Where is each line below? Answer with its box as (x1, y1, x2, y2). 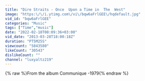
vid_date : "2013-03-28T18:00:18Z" (5, 35, 76, 40)
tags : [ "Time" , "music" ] (5, 25, 54, 30)
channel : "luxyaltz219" (5, 57, 54, 62)
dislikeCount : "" (5, 52, 41, 58)
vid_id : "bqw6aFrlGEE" (5, 16, 51, 21)
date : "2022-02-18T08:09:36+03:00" (5, 30, 78, 35)
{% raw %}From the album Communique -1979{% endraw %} (5, 70, 129, 76)
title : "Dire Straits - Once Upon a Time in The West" (5, 7, 125, 12)
